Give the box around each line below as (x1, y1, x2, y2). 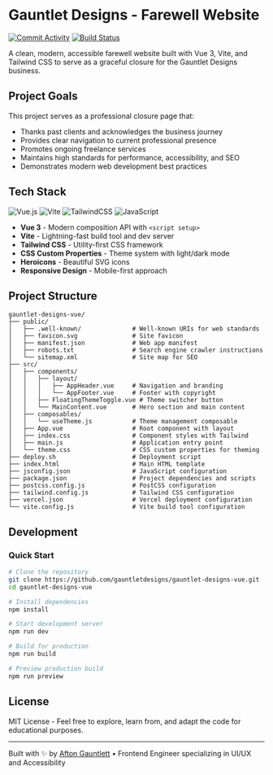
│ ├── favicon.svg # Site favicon (8, 332, 184, 340)
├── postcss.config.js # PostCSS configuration (8, 482, 217, 490)
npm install (8, 605, 49, 614)
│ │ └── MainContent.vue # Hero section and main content (8, 403, 245, 412)
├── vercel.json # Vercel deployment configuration (8, 496, 253, 504)
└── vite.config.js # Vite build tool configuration (8, 503, 245, 511)
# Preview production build (8, 664, 104, 672)
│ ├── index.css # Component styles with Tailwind (8, 431, 249, 440)
